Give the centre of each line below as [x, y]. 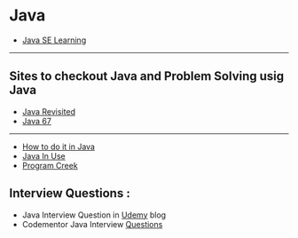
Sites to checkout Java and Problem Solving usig [147, 76]
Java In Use [43, 155]
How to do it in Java [59, 147]
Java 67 [36, 121]
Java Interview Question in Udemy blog [94, 215]
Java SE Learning [54, 40]
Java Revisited [48, 111]
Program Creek [50, 165]
